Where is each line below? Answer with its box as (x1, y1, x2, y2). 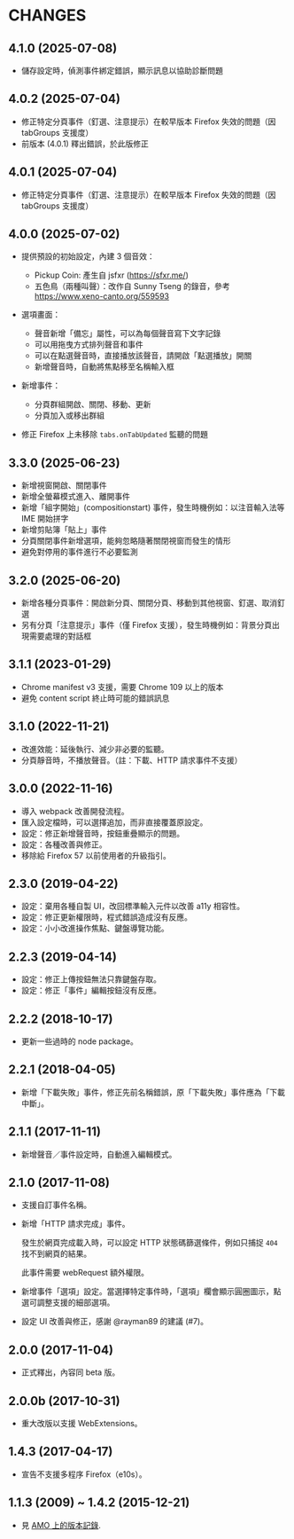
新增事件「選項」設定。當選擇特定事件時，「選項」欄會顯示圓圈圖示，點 (20, 1286, 282, 1297)
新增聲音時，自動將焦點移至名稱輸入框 (34, 361, 174, 373)
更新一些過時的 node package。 (20, 1035, 138, 1047)
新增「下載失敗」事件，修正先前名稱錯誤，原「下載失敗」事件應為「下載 (20, 1087, 285, 1097)
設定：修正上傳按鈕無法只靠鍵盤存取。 (20, 974, 161, 985)
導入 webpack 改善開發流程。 (20, 805, 129, 816)
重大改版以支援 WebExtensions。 (20, 1418, 143, 1428)
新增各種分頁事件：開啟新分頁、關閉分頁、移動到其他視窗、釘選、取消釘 (20, 598, 285, 609)
